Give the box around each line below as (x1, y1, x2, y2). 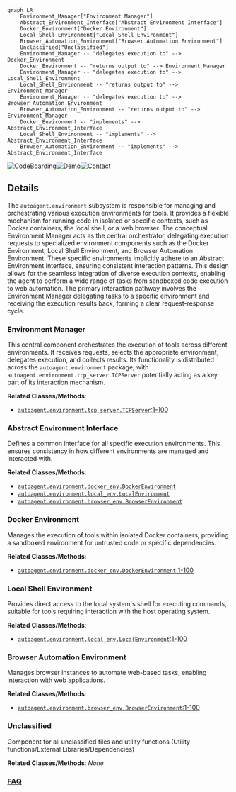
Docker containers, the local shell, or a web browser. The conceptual (7, 223, 208, 232)
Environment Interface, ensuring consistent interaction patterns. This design (7, 261, 229, 269)
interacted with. (7, 454, 53, 463)
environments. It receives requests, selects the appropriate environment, (7, 348, 219, 357)
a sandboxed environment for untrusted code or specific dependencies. (7, 538, 217, 547)
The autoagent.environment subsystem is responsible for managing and (7, 201, 216, 209)
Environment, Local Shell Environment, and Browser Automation (7, 246, 193, 255)
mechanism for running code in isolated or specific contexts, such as (7, 216, 208, 225)
